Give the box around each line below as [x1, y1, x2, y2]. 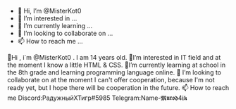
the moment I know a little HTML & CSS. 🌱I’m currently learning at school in [7, 60, 226, 69]
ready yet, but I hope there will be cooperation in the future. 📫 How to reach [7, 84, 230, 91]
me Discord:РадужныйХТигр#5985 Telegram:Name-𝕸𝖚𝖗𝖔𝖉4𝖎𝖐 [7, 94, 188, 102]
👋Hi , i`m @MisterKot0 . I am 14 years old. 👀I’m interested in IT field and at [7, 53, 221, 61]
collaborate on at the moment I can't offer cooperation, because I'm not [7, 76, 215, 84]
